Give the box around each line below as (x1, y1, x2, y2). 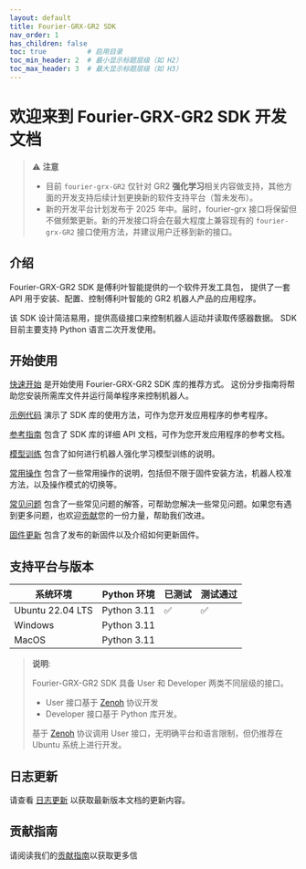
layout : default (9, 13, 71, 23)
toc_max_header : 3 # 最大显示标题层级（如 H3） (9, 65, 183, 74)
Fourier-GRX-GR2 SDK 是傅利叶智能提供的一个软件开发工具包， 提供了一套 (9, 281, 290, 292)
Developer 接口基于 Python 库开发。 (45, 708, 183, 719)
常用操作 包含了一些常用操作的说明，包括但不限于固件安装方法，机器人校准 (9, 467, 292, 479)
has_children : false (9, 38, 89, 48)
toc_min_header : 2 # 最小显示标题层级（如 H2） (9, 56, 183, 65)
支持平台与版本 (9, 559, 94, 574)
